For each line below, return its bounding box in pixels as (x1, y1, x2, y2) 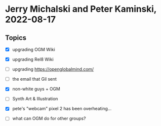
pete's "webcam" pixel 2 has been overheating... (12, 106, 112, 112)
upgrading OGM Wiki (12, 47, 55, 52)
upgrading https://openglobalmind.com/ (12, 66, 94, 72)
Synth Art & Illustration (12, 96, 58, 102)
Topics (5, 33, 27, 42)
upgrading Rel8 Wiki (12, 57, 54, 63)
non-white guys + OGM (12, 86, 60, 92)
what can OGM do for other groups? (12, 116, 86, 122)
